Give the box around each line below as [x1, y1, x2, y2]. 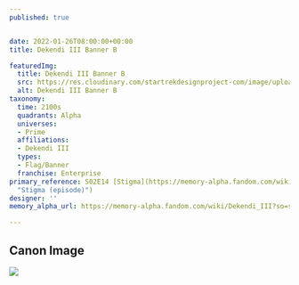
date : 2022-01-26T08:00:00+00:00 [9, 37, 133, 45]
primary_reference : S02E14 [9, 177, 109, 186]
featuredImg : [9, 61, 58, 70]
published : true [9, 12, 69, 22]
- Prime [17, 127, 46, 136]
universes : [17, 119, 58, 128]
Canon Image [9, 242, 85, 258]
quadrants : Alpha [17, 110, 82, 120]
